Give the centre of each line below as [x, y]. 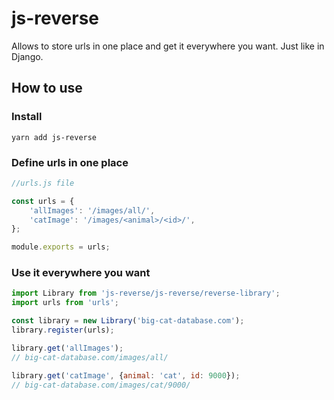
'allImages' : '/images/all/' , [92, 210]
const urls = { [43, 201]
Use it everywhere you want [81, 273]
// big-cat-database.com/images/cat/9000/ [101, 385]
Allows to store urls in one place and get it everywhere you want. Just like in [168, 46]
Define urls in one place [70, 162]
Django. [27, 56]
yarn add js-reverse [54, 137]
